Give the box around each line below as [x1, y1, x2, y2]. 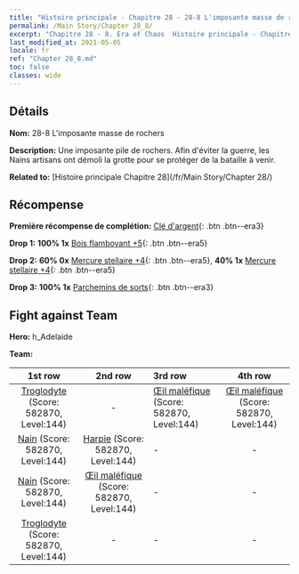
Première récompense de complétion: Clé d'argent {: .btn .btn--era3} [9, 221, 264, 231]
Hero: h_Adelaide [9, 331, 73, 343]
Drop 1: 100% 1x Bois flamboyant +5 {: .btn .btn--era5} [9, 238, 208, 249]
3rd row [152, 370, 187, 383]
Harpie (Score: [83, 433, 144, 445]
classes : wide [9, 71, 62, 80]
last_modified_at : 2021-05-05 [9, 37, 122, 47]
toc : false [9, 63, 50, 72]
